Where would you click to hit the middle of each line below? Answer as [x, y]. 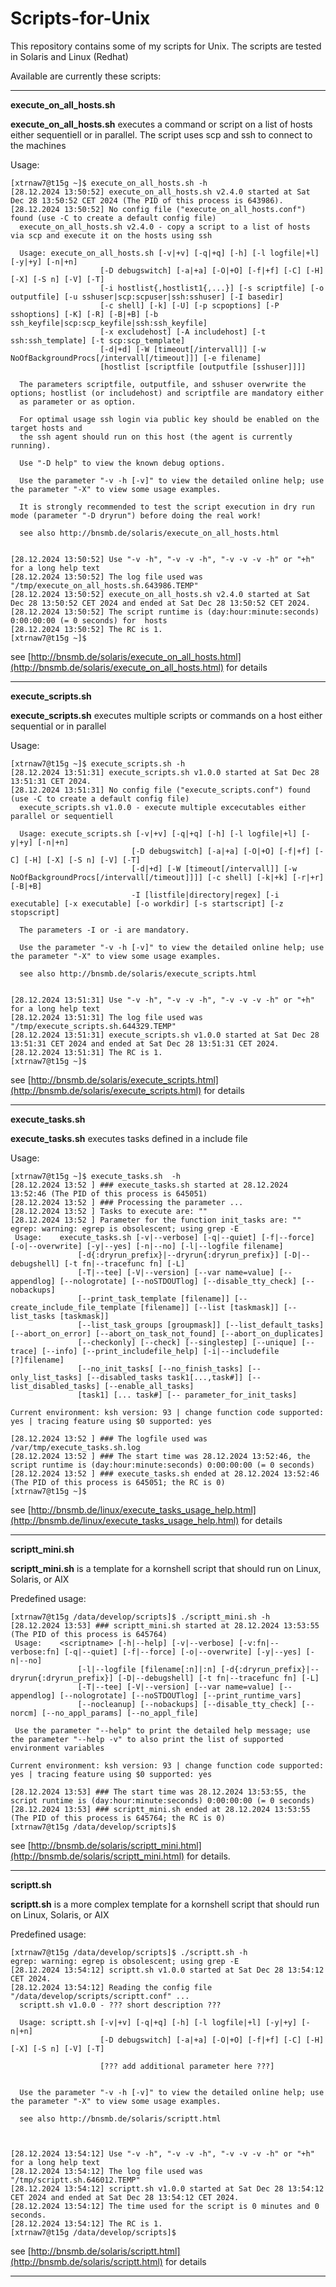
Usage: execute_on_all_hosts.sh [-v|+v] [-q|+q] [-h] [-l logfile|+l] [169, 253]
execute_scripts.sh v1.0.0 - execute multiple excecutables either [163, 807]
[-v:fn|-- [259, 1643]
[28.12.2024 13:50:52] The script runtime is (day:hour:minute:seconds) [165, 612]
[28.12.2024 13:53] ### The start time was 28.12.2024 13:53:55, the [158, 1792]
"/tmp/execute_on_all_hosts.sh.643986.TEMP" [104, 585]
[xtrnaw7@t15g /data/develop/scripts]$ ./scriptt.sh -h [129, 1952]
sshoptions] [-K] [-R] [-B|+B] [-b [84, 314]
